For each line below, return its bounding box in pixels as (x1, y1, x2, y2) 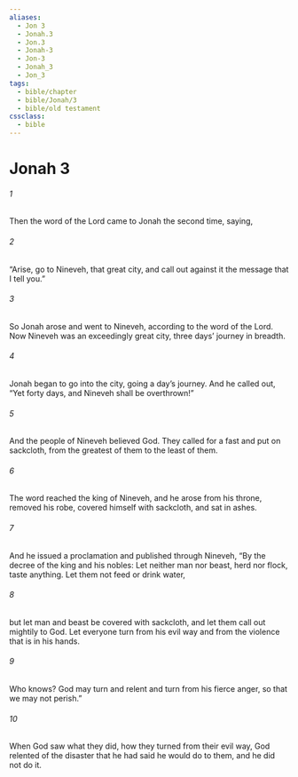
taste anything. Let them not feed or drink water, (9, 569, 186, 580)
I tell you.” (9, 273, 46, 284)
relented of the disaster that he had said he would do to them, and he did (9, 750, 276, 761)
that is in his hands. (9, 636, 80, 646)
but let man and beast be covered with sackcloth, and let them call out (9, 616, 266, 627)
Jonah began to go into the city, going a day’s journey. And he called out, (9, 378, 277, 389)
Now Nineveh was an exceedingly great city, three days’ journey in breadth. (9, 330, 286, 341)
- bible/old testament (17, 104, 101, 113)
